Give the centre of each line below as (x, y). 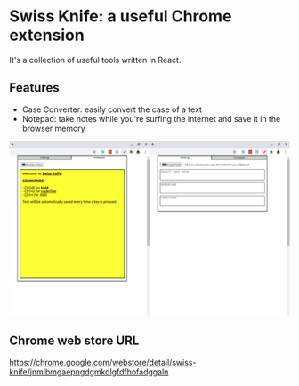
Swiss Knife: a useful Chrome (121, 16)
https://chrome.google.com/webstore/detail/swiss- (103, 362)
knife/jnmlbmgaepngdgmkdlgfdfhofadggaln (89, 372)
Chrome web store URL (74, 341)
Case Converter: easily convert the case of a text (112, 109)
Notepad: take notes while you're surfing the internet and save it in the (151, 118)
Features (34, 88)
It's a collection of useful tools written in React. (95, 60)
